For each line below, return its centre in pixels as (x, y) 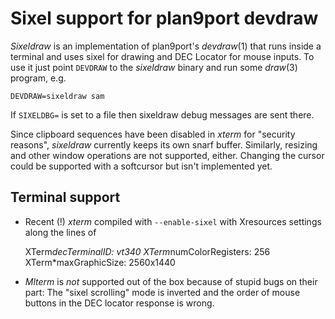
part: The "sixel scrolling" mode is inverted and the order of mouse (162, 292)
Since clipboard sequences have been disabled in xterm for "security (153, 134)
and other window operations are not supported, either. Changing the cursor (167, 155)
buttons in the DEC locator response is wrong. (119, 303)
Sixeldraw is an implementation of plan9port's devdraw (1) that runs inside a (166, 46)
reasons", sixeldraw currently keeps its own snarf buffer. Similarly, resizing (164, 144)
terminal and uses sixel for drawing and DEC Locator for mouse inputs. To (162, 56)
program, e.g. (38, 78)
